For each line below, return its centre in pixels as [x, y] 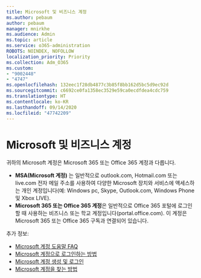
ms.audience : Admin [31, 34]
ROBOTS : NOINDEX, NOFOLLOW [40, 51]
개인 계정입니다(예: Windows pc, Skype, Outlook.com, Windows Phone [108, 190]
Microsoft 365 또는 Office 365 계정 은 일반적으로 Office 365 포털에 [96, 205]
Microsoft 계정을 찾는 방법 [46, 269]
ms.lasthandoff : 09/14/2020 [42, 107]
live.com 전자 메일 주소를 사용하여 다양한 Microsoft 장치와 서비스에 [94, 183]
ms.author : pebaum [29, 18]
